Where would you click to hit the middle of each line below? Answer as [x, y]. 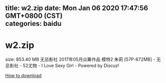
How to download [23, 76]
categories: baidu [33, 24]
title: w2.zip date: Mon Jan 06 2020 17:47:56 [77, 8]
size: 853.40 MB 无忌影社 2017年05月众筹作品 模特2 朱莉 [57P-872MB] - [80, 60]
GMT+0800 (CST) [34, 16]
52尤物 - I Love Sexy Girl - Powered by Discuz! [71, 66]
